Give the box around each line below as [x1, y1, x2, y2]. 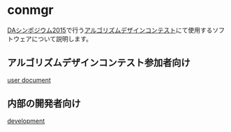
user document [7, 76, 51, 84]
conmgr [7, 2, 54, 18]
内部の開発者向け [7, 98, 81, 110]
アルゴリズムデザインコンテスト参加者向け [7, 57, 191, 69]
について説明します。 [31, 34, 93, 43]
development [7, 117, 45, 125]
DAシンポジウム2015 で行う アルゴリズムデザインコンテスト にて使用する [7, 26, 213, 34]
